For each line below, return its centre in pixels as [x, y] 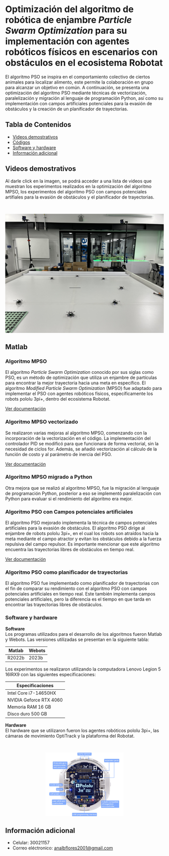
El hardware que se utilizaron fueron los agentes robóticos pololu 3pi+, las [82, 730]
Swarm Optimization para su [66, 31]
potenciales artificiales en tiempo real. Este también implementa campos [80, 594]
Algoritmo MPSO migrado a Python [49, 477]
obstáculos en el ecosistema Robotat [84, 63]
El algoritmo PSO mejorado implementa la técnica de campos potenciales [81, 523]
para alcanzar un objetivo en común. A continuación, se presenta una [77, 87]
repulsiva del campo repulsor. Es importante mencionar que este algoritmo [82, 544]
